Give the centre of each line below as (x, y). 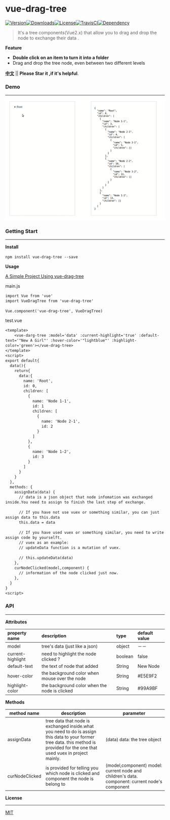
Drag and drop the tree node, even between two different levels (79, 63)
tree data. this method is (71, 742)
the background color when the (74, 686)
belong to (55, 784)
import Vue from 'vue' (29, 296)
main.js (13, 286)
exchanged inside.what (70, 726)
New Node (148, 666)
